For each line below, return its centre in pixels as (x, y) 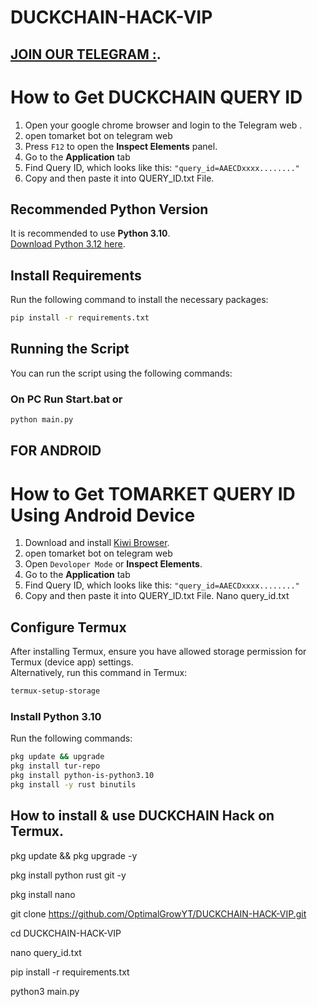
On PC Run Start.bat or (66, 399)
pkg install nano (43, 894)
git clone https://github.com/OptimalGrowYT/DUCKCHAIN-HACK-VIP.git (158, 913)
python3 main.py (45, 991)
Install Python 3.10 (56, 716)
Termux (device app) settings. (72, 662)
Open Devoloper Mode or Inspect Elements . (113, 564)
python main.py (42, 420)
